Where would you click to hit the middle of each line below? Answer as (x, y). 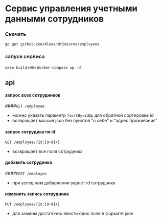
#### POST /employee (26, 173)
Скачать (16, 34)
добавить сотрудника (29, 162)
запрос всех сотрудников (33, 95)
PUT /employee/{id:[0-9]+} (33, 204)
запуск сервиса (25, 57)
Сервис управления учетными (71, 9)
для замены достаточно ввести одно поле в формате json (73, 213)
